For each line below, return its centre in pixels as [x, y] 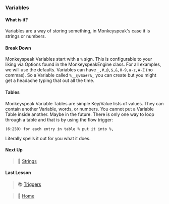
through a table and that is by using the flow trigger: [59, 119]
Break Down [18, 48]
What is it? [17, 20]
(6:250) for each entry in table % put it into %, [60, 129]
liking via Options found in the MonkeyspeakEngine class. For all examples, [83, 64]
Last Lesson [18, 173]
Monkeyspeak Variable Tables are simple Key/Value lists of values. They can [84, 103]
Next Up [14, 150]
